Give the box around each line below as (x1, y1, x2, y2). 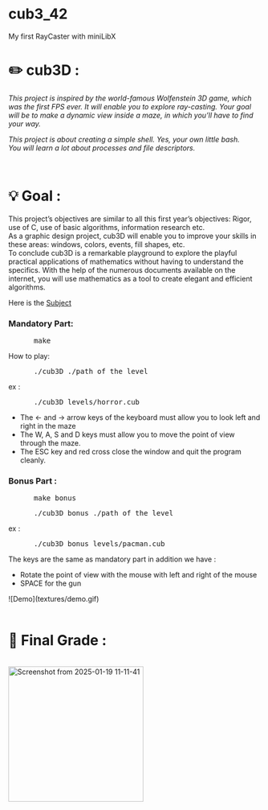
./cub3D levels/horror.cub (33, 397, 140, 407)
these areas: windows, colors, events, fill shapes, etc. (8, 239, 185, 249)
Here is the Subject (8, 298, 72, 307)
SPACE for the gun (19, 578, 82, 588)
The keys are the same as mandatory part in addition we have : (8, 554, 217, 564)
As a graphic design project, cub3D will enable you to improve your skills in (8, 231, 257, 241)
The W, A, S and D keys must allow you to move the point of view (19, 430, 235, 439)
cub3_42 (8, 5, 68, 23)
